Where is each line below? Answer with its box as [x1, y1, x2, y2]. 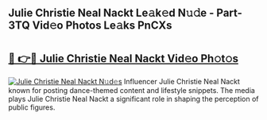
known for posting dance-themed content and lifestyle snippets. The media [8, 86, 256, 95]
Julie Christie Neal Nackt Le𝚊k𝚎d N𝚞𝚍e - [8, 6, 215, 20]
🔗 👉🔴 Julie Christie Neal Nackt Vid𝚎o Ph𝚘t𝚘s [8, 52, 238, 65]
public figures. [8, 103, 56, 112]
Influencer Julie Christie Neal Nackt [123, 77, 241, 86]
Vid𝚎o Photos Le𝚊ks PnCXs [32, 19, 172, 33]
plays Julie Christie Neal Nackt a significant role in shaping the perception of [8, 95, 259, 103]
